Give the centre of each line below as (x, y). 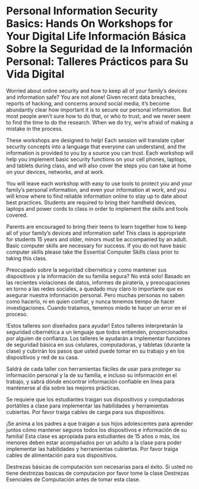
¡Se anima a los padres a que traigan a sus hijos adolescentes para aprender (100, 423)
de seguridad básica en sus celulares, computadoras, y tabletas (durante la (98, 344)
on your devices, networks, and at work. (56, 172)
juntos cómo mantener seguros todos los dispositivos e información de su (97, 429)
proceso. (17, 314)
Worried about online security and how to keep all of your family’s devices (97, 91)
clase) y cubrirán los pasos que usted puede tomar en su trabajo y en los (96, 351)
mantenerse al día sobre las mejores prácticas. (63, 388)
